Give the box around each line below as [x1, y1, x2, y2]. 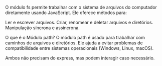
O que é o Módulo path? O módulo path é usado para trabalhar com [5, 35, 145, 40]
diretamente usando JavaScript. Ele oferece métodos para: [5, 10, 127, 16]
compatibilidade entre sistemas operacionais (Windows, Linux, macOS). [5, 45, 154, 51]
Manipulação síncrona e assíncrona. [5, 25, 80, 31]
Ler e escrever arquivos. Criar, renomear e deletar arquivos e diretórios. [5, 20, 153, 25]
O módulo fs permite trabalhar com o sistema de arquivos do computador [5, 5, 157, 10]
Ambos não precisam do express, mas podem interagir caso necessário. [5, 55, 155, 61]
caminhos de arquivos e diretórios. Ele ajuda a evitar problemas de [5, 40, 143, 46]
